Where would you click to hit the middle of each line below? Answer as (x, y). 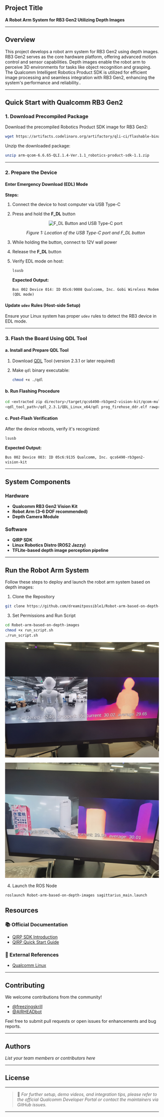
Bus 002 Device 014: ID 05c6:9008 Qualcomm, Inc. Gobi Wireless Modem (85, 290)
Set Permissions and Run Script (44, 615)
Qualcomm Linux (29, 965)
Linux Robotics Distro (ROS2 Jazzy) (49, 545)
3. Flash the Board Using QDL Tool (46, 339)
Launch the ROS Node (34, 886)
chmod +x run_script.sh (29, 630)
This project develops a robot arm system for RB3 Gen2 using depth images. (82, 51)
